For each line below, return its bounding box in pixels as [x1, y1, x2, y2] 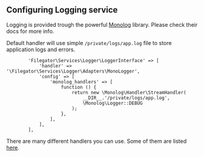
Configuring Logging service [6, 5, 118, 15]
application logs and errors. [6, 46, 76, 53]
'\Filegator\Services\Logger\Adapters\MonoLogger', [6, 68, 140, 74]
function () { [60, 84, 97, 90]
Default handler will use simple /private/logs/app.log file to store [6, 39, 172, 46]
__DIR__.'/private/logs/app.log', [82, 94, 171, 101]
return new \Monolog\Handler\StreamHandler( [71, 89, 187, 96]
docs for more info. [6, 27, 55, 35]
